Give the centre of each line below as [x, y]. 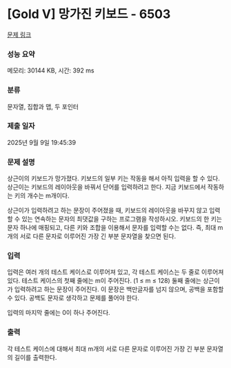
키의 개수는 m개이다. [42, 196]
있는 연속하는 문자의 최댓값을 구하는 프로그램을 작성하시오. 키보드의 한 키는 [122, 219]
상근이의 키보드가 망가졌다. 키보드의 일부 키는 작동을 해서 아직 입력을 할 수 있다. [114, 178]
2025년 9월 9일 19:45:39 [42, 142]
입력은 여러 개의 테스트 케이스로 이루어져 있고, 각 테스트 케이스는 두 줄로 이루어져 [115, 272]
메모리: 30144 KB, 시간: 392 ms [51, 70]
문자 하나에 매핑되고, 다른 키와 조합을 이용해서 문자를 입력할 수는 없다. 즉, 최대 [112, 228]
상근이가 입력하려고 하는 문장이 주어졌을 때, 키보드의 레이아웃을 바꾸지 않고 [108, 211]
